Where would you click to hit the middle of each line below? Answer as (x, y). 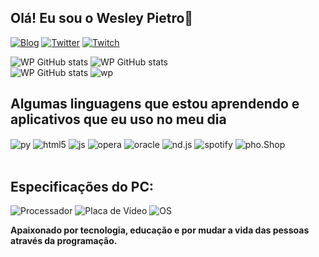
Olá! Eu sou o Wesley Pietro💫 (102, 18)
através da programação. (64, 241)
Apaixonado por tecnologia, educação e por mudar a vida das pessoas (160, 230)
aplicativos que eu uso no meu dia (118, 119)
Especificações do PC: (82, 186)
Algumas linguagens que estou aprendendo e (155, 104)
